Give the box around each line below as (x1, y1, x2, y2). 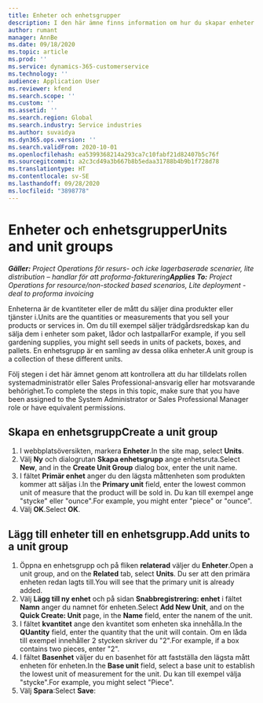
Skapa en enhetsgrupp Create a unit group (8, 425, 218, 439)
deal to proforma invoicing (8, 289, 94, 298)
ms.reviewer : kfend (8, 84, 72, 93)
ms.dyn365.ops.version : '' (8, 135, 97, 144)
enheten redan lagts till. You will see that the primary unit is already (19, 577, 235, 587)
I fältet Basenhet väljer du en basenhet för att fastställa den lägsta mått (19, 653, 250, 662)
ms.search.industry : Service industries (8, 121, 143, 129)
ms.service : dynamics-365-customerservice (8, 63, 149, 71)
